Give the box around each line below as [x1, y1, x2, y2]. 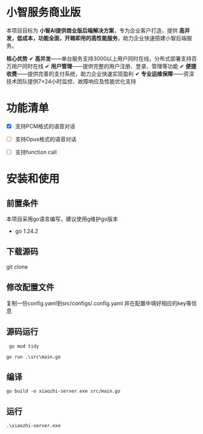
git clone [6, 263, 28, 270]
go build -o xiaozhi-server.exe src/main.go [6, 388, 121, 394]
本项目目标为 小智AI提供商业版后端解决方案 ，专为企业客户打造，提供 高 [6, 27, 185, 34]
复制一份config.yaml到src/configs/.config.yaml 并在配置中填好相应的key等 [6, 299, 192, 307]
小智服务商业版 [6, 5, 81, 19]
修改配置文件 [6, 282, 55, 292]
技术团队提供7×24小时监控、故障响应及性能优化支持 [6, 77, 136, 85]
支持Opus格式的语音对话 [15, 135, 77, 143]
